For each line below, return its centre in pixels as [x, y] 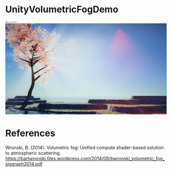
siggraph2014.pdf [24, 164]
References [30, 133]
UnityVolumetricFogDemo [62, 9]
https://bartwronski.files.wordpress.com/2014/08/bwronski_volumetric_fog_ [85, 158]
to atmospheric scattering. [33, 153]
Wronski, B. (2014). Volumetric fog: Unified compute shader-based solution [84, 147]
